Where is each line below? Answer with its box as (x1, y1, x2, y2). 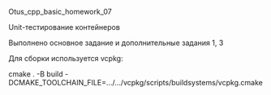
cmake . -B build (8, 69, 63, 79)
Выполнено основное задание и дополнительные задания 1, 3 (8, 38, 224, 47)
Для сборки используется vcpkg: (8, 54, 123, 63)
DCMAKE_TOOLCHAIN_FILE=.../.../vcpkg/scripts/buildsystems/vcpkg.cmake (8, 78, 264, 87)
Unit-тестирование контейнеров (8, 23, 120, 31)
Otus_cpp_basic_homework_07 (8, 7, 112, 16)
